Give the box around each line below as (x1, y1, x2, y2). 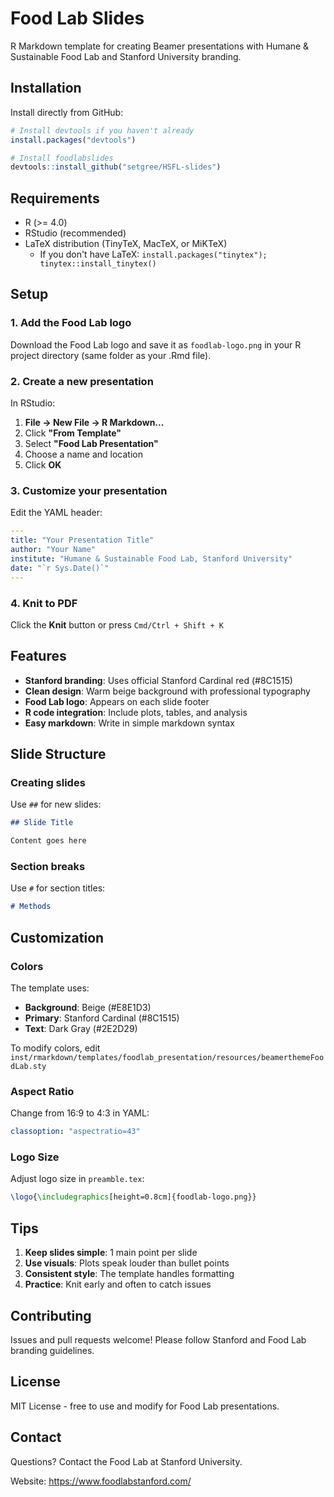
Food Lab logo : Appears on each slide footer (24, 695, 210, 707)
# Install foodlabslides (10, 153, 114, 163)
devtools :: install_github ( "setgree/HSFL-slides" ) (10, 162, 222, 172)
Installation (10, 80, 82, 97)
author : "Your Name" (10, 545, 97, 555)
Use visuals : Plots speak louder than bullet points (24, 1257, 230, 1269)
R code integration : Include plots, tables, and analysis (24, 706, 248, 718)
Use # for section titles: (10, 882, 106, 894)
